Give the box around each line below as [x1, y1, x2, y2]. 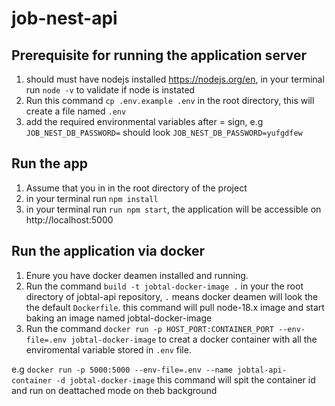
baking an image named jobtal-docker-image [25, 312, 213, 324]
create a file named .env [25, 105, 127, 117]
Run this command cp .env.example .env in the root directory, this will [25, 95, 315, 106]
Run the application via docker [11, 243, 206, 260]
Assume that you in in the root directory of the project [25, 182, 248, 194]
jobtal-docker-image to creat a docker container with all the [70, 333, 318, 345]
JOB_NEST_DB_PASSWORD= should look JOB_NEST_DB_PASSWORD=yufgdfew [25, 127, 303, 138]
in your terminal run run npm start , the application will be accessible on [25, 203, 322, 215]
